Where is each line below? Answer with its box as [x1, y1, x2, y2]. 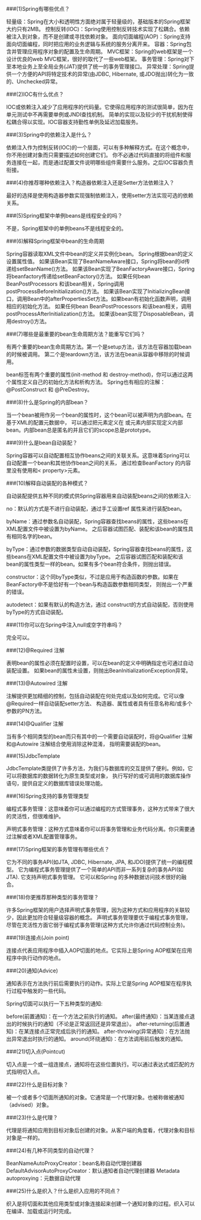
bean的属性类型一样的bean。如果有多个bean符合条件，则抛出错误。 [6, 561, 175, 568]
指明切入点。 [11, 1068, 43, 1075]
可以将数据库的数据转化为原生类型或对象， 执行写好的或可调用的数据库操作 [6, 772, 191, 779]
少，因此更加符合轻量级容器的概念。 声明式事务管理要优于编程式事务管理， [6, 914, 191, 921]
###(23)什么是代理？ [6, 1114, 58, 1121]
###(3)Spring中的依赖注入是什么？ [6, 131, 92, 138]
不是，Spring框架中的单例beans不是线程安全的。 [6, 225, 127, 232]
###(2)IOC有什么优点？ [6, 91, 65, 98]
